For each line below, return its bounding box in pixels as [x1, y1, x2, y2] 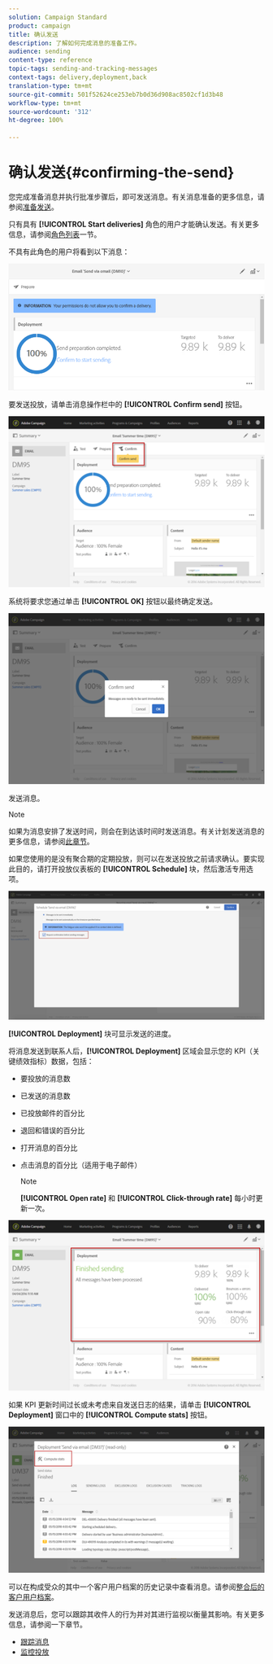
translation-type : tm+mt [8, 81, 93, 90]
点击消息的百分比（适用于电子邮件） [19, 1160, 142, 1170]
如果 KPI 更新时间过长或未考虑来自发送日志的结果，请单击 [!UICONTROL [8, 1400, 252, 1410]
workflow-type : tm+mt [8, 99, 82, 107]
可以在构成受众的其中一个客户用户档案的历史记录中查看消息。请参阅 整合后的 [8, 1582, 265, 1592]
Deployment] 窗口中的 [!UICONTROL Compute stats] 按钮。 [8, 1410, 212, 1420]
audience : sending [8, 47, 71, 56]
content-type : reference [8, 56, 93, 64]
